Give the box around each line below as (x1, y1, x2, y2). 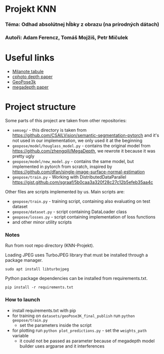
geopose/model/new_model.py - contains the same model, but (12, 158, 134, 164)
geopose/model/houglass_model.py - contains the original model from (12, 142, 151, 148)
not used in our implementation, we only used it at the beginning (12, 137, 142, 143)
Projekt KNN (5, 3, 56, 15)
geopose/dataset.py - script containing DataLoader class (12, 209, 127, 215)
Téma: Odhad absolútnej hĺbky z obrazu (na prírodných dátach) (5, 21, 160, 28)
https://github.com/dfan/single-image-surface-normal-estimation (12, 168, 145, 175)
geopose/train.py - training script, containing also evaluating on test (12, 198, 151, 204)
